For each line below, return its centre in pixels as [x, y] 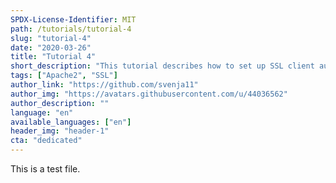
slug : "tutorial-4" [51, 38]
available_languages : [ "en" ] [71, 122]
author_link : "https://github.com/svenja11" [104, 85]
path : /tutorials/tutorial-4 [71, 29]
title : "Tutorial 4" [53, 57]
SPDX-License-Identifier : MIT [73, 19]
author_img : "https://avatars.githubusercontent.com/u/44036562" [149, 94]
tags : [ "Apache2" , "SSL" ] [64, 76]
